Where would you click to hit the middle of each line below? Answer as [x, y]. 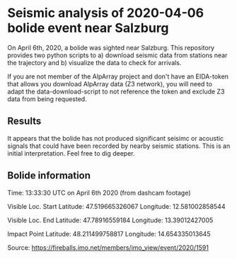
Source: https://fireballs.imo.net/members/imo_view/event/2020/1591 [108, 247]
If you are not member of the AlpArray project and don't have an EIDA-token [118, 76]
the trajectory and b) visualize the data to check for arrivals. [94, 62]
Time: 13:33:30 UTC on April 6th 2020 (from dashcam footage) [99, 192]
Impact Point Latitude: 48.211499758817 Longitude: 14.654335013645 [109, 234]
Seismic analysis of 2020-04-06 [105, 13]
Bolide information [49, 176]
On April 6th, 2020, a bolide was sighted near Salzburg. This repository [111, 47]
